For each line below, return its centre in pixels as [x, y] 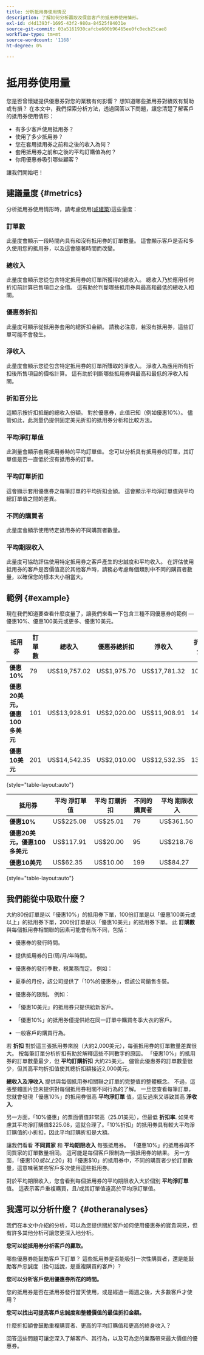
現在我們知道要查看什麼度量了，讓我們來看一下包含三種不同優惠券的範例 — [100, 614]
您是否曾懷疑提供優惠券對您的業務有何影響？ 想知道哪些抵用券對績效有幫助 [100, 101]
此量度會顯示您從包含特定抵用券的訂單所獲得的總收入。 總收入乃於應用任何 [100, 280]
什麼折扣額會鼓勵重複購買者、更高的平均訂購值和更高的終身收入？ [89, 1325]
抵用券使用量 [39, 83]
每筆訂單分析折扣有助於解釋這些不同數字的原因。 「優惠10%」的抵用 [110, 1053]
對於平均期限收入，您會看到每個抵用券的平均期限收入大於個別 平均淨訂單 [97, 1181]
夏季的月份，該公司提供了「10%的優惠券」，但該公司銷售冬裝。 [94, 981]
